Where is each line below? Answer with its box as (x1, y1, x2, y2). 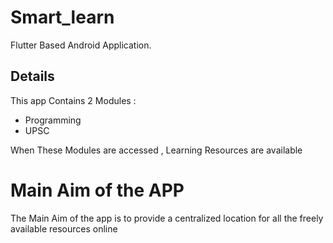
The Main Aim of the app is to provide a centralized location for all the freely (10, 212, 324, 224)
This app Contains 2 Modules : (10, 94, 137, 106)
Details (10, 68, 55, 85)
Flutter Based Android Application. (10, 39, 152, 51)
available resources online (10, 222, 118, 235)
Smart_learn (10, 6, 115, 29)
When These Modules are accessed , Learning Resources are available (10, 144, 303, 156)
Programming (24, 114, 82, 126)
